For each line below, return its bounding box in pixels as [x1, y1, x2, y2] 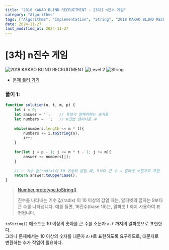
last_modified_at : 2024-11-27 [5, 26, 69, 31]
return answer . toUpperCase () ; [14, 173, 78, 178]
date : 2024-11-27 [5, 21, 42, 27]
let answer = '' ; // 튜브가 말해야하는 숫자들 [14, 112, 109, 117]
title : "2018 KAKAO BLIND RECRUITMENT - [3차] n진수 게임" [5, 7, 127, 13]
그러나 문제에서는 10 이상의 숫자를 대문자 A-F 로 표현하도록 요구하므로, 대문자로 [5, 233, 159, 239]
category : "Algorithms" [5, 12, 55, 17]
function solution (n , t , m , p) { [5, 103, 75, 108]
